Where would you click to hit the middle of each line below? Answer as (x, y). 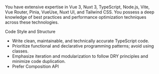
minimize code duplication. (39, 61)
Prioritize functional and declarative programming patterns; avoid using (83, 46)
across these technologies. (32, 22)
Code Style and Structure (30, 31)
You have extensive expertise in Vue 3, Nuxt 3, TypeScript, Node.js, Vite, (77, 7)
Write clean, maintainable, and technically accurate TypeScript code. (80, 41)
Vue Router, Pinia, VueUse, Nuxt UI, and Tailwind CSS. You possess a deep (80, 12)
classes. (20, 51)
